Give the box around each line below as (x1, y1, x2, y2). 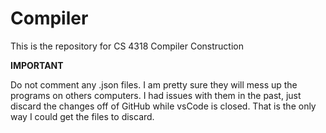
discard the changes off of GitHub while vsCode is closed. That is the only (10, 100, 317, 112)
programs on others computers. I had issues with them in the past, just (10, 89, 302, 101)
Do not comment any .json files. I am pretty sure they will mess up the (10, 78, 298, 91)
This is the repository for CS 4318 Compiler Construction (10, 40, 244, 52)
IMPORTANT (10, 59, 64, 71)
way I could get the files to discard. (10, 110, 155, 122)
